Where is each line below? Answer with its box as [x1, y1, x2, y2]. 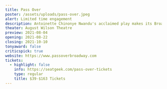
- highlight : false [9, 62, 50, 67]
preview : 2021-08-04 [5, 30, 48, 35]
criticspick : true [5, 48, 43, 53]
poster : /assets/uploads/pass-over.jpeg [5, 12, 90, 17]
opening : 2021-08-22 [5, 35, 48, 40]
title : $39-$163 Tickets [14, 76, 66, 81]
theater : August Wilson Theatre [5, 26, 72, 31]
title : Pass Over [5, 7, 41, 12]
